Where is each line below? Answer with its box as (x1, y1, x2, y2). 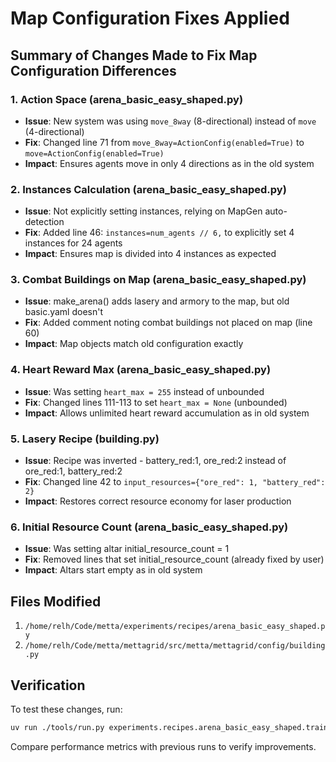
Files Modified (10, 593, 102, 610)
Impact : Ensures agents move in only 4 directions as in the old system (24, 157, 315, 169)
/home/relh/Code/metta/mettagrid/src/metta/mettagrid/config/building (24, 641, 326, 651)
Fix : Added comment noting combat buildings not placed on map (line (24, 317, 313, 329)
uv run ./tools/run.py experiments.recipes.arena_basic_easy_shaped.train (10, 722, 329, 732)
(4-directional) (24, 125, 85, 137)
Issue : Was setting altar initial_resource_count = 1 (24, 543, 230, 555)
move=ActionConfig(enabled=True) (24, 148, 165, 159)
